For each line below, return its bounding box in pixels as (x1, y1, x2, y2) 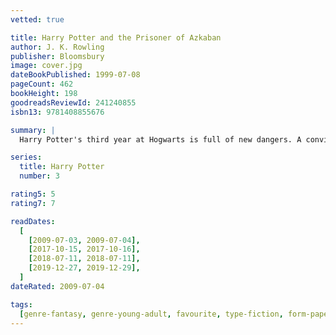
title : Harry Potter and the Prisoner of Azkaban (10, 32, 222, 43)
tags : (10, 299, 33, 310)
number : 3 (19, 171, 60, 181)
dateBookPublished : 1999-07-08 (10, 70, 141, 80)
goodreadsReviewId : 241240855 (10, 97, 137, 108)
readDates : (10, 216, 56, 226)
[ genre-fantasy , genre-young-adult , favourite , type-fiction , (19, 309, 284, 319)
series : (10, 152, 43, 163)
